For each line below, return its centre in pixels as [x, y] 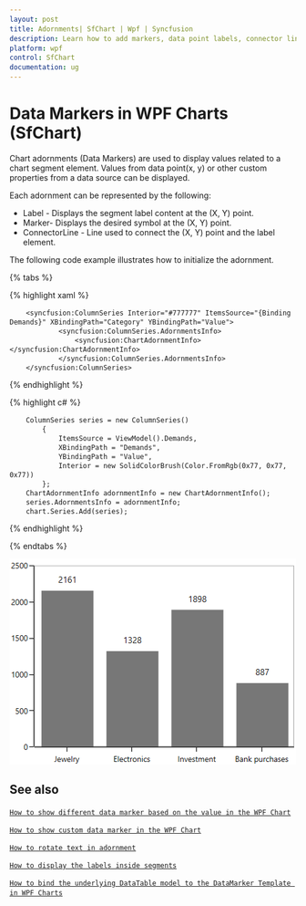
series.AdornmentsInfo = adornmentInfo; [103, 502]
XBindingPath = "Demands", [109, 447]
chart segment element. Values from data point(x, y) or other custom [138, 168]
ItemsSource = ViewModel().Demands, [127, 438]
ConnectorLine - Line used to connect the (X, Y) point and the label [149, 232]
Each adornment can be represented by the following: [110, 195]
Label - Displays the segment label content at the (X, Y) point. [138, 213]
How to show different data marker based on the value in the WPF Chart [150, 812]
